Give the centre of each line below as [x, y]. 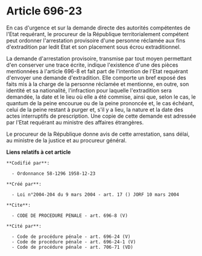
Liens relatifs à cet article [39, 152]
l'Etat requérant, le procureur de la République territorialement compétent [97, 34]
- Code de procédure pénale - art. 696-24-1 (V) [74, 242]
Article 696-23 [44, 11]
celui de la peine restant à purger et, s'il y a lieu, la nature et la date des [95, 109]
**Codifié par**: [28, 163]
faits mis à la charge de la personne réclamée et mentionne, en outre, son [98, 84]
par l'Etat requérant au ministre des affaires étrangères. [75, 122]
